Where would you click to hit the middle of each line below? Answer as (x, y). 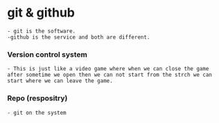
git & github (41, 13)
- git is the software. (42, 31)
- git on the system (37, 113)
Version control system (47, 55)
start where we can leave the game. (60, 81)
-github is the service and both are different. (79, 37)
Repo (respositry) (37, 98)
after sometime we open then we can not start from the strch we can (110, 75)
